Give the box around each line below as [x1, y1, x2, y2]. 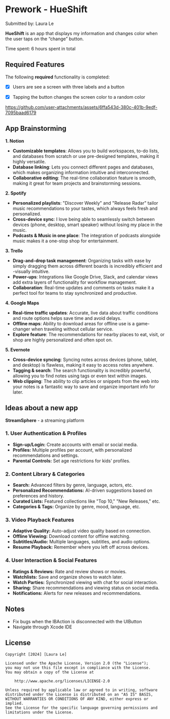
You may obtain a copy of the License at [5, 670, 94, 675]
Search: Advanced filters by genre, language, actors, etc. [12, 482, 133, 488]
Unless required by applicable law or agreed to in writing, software [5, 687, 158, 693]
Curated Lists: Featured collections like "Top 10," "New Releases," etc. [12, 498, 160, 505]
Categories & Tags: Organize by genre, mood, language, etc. [12, 504, 141, 510]
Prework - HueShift [5, 4, 88, 15]
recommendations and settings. [12, 452, 79, 458]
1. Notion [5, 137, 24, 144]
